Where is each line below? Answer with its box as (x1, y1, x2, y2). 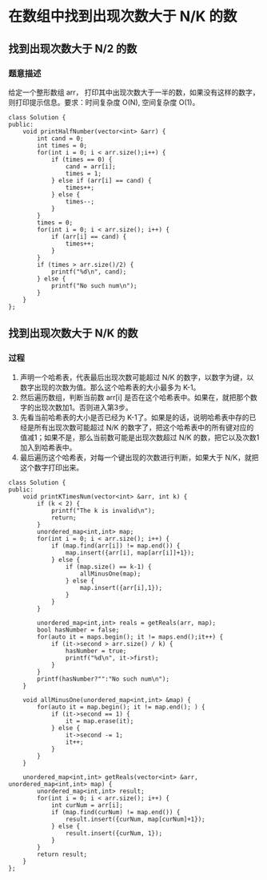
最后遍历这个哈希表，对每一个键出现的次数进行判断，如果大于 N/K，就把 (19, 452, 259, 462)
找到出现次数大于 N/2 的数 (8, 42, 137, 55)
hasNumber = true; (65, 647, 127, 655)
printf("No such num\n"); (50, 281, 137, 289)
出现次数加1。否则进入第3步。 (34, 402, 133, 412)
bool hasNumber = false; (37, 626, 120, 634)
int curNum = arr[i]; (50, 801, 124, 809)
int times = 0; (37, 141, 88, 149)
